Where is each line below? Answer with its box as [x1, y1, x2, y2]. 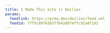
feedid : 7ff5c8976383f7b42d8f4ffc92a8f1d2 [9, 20, 99, 26]
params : [5, 12, 21, 16]
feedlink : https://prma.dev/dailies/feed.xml [9, 16, 106, 21]
